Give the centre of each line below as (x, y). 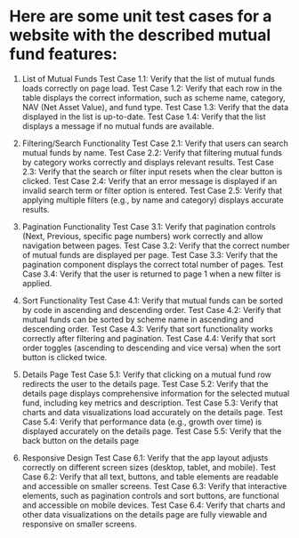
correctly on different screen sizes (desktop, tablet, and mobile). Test (149, 467)
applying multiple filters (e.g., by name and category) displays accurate (153, 200)
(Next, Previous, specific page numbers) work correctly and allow (142, 236)
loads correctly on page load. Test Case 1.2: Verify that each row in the (152, 88)
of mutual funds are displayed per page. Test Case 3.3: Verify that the (150, 254)
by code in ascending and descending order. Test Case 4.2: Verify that (152, 309)
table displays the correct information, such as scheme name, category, (154, 97)
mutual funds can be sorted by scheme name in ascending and (137, 319)
